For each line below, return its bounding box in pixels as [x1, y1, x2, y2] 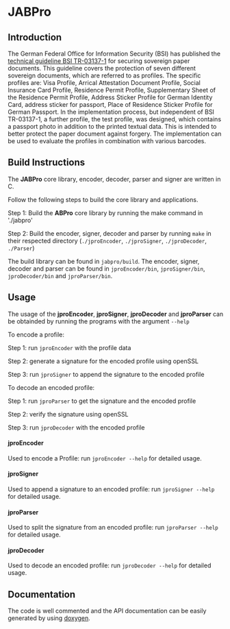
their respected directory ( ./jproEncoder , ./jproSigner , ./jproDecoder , [8, 236, 207, 245]
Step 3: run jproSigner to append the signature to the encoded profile [8, 370, 205, 378]
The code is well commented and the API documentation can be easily [8, 607, 207, 615]
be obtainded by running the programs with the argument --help [8, 317, 190, 325]
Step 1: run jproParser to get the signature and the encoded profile [8, 397, 196, 405]
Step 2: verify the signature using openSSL [8, 410, 129, 418]
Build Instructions [8, 157, 86, 169]
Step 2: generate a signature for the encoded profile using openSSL [8, 357, 199, 365]
